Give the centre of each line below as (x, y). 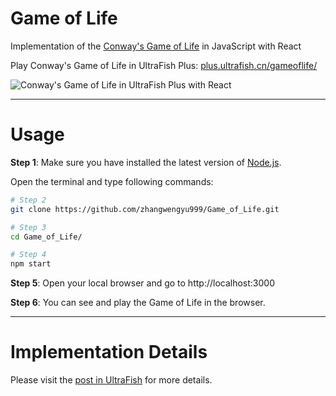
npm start (31, 264)
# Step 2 (28, 200)
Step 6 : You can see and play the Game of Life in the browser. (138, 303)
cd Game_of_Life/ (46, 237)
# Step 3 (28, 227)
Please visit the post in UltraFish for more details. (111, 380)
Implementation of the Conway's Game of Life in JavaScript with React (156, 46)
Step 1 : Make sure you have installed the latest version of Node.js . (146, 162)
